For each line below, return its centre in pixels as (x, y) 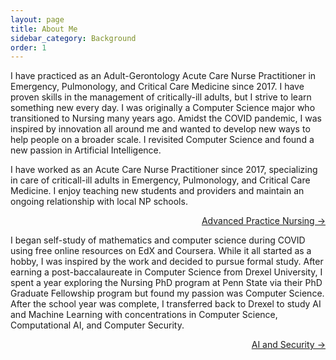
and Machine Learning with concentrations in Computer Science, (144, 315)
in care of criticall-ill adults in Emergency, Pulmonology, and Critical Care (160, 180)
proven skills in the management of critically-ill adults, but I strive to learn (161, 97)
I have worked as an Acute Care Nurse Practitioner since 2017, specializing (164, 170)
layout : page (37, 19)
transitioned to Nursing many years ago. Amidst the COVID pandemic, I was (166, 118)
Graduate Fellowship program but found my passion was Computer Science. (167, 293)
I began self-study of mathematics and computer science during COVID (158, 240)
